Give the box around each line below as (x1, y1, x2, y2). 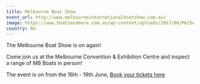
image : (6, 20, 23, 26)
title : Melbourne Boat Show (6, 8, 76, 15)
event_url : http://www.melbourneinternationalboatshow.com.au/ (6, 14, 167, 20)
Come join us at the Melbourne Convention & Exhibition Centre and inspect (6, 53, 190, 60)
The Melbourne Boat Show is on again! (6, 42, 101, 49)
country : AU (6, 25, 36, 32)
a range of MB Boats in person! (6, 60, 83, 67)
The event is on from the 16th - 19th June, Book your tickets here (6, 71, 165, 78)
